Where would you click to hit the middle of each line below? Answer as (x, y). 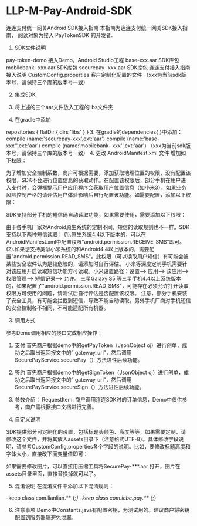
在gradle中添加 (33, 119)
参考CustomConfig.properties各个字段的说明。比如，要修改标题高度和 (106, 446)
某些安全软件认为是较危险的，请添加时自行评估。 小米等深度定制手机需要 (94, 264)
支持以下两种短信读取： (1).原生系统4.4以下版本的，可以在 (76, 234)
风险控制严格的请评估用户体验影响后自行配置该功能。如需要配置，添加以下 (96, 194)
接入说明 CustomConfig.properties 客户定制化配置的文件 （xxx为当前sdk (94, 75)
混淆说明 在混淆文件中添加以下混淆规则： (64, 486)
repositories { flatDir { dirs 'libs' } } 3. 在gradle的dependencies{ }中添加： (94, 132)
